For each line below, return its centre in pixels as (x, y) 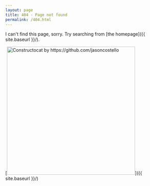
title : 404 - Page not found (36, 15)
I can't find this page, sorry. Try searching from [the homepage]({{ (75, 34)
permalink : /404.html (28, 19)
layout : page (19, 10)
